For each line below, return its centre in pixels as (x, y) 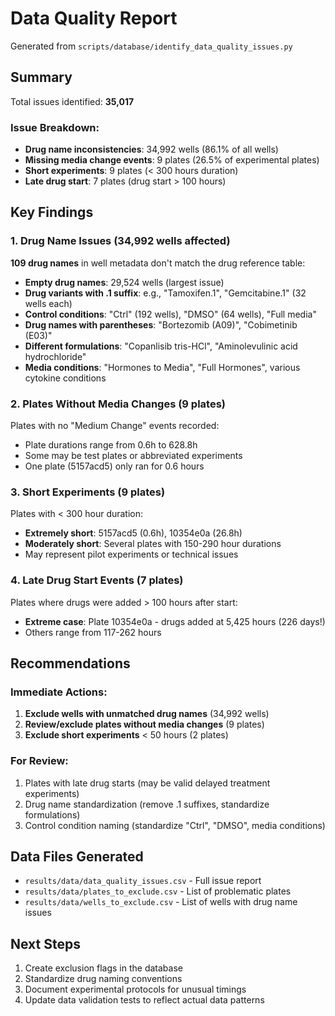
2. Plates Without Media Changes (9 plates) (118, 404)
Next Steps (45, 943)
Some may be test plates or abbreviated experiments (133, 456)
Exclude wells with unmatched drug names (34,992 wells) (147, 714)
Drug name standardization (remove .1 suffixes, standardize (147, 804)
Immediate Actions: (59, 692)
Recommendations (70, 663)
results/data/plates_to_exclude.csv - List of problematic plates (158, 891)
